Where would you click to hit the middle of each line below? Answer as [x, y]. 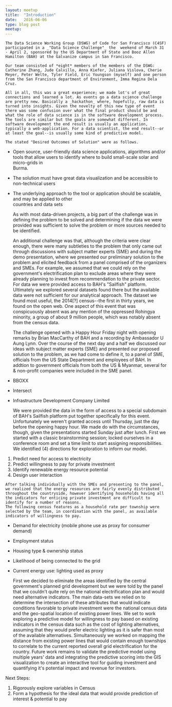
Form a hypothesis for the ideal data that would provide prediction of [85, 694]
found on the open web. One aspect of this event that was [74, 306]
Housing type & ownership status [48, 551]
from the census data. [36, 323]
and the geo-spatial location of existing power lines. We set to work [84, 613]
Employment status [33, 541]
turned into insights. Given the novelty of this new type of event [80, 106]
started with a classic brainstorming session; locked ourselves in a [83, 438]
